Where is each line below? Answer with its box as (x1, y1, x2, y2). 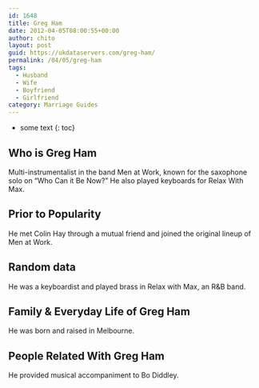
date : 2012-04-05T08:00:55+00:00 (8, 26, 120, 34)
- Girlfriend (15, 94, 59, 102)
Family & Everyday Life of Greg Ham (8, 305, 190, 318)
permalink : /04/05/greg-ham (8, 57, 102, 65)
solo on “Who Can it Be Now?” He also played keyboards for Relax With (8, 175, 244, 185)
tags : (8, 64, 26, 72)
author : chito (8, 34, 56, 42)
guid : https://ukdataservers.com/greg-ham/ (8, 49, 156, 57)
